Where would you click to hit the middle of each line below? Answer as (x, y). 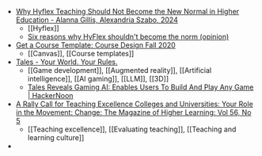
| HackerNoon (50, 95)
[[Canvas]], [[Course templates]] (81, 53)
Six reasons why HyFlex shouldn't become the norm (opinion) (128, 36)
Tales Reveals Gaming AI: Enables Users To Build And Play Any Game (140, 87)
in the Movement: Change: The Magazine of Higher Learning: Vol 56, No (133, 112)
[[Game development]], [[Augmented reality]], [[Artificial (120, 70)
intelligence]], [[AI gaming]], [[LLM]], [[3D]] (98, 79)
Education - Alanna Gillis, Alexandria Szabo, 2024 (97, 20)
